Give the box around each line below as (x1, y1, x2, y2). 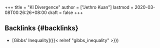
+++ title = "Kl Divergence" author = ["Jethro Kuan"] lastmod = (4, 4, 134, 10)
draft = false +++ (47, 9, 83, 15)
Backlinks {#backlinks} (4, 24, 78, 32)
